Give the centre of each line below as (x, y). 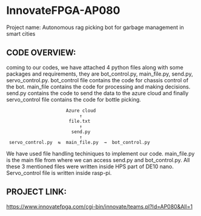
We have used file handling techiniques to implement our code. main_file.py (100, 153)
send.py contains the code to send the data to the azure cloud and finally (97, 93)
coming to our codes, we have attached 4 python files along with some (95, 67)
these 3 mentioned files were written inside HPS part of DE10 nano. (90, 166)
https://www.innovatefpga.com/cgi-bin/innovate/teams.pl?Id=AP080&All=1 (99, 206)
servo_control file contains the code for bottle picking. (74, 99)
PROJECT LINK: (37, 192)
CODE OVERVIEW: (41, 53)
